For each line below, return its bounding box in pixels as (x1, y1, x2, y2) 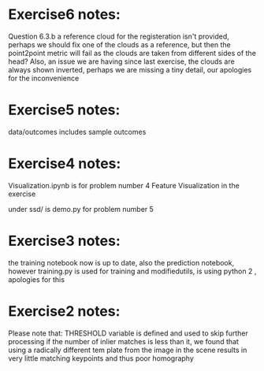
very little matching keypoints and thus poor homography (8, 353, 195, 363)
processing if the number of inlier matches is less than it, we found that (8, 336, 239, 346)
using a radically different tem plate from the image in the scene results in (8, 345, 247, 354)
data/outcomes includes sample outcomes (8, 127, 147, 136)
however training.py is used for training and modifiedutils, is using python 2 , (8, 266, 257, 276)
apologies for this (8, 274, 65, 284)
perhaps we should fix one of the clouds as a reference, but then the (8, 39, 231, 49)
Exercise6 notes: (8, 6, 121, 24)
